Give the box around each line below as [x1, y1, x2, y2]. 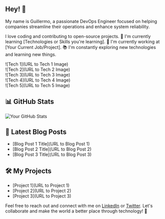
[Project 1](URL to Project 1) [12, 182, 70, 188]
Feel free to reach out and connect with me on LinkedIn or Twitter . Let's [5, 203, 153, 209]
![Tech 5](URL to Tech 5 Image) [5, 82, 70, 88]
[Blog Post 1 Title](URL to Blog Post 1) [12, 141, 90, 147]
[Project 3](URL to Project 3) [12, 193, 72, 199]
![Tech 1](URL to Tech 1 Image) [5, 61, 69, 67]
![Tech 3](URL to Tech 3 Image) [5, 71, 70, 77]
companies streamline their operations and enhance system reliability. [5, 23, 150, 29]
